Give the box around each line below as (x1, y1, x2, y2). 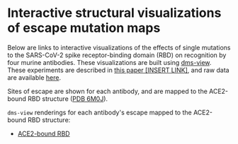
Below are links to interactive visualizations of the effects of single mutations (7, 43, 231, 52)
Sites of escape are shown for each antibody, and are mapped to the (7, 87, 208, 95)
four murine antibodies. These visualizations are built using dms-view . (7, 58, 212, 66)
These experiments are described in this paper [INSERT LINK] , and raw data (7, 66, 229, 74)
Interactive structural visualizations (7, 5, 222, 21)
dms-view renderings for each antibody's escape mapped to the (7, 108, 193, 116)
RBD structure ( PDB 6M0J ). (28, 94, 108, 103)
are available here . (7, 73, 62, 82)
